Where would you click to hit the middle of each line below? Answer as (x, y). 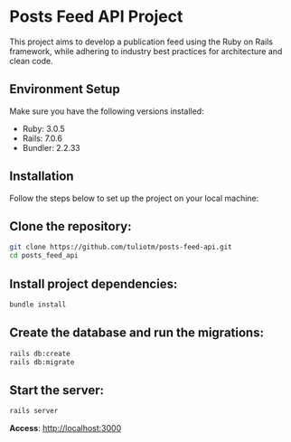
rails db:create (40, 353)
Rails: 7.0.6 (42, 138)
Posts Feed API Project (96, 17)
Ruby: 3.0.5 (43, 128)
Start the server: (57, 390)
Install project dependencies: (94, 283)
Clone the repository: (70, 226)
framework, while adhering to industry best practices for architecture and (146, 51)
